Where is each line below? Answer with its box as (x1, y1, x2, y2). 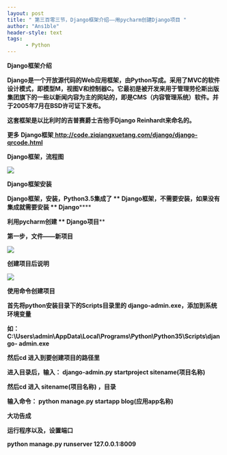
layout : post (7, 10, 44, 17)
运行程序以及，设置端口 (7, 426, 73, 434)
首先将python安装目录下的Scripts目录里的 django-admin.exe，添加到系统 (7, 302, 217, 309)
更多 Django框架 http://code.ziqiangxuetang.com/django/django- (7, 131, 198, 139)
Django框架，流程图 (7, 153, 64, 161)
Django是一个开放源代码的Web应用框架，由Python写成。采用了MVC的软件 (7, 76, 220, 84)
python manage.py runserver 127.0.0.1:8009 (7, 440, 137, 448)
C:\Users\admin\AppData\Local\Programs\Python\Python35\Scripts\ (7, 333, 208, 340)
